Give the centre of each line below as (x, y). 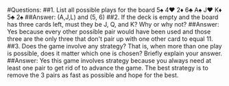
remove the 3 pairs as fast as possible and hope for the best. (93, 75)
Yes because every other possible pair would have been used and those (109, 31)
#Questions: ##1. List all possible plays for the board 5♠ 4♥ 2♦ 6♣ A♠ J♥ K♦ (114, 10)
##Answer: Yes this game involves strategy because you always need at (109, 60)
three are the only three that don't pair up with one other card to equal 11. (110, 39)
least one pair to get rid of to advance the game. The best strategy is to (108, 68)
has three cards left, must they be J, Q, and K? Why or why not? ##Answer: (113, 24)
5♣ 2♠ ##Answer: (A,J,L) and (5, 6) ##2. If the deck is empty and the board (113, 17)
